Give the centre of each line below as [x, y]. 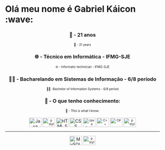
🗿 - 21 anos [82, 35]
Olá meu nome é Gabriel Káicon [70, 9]
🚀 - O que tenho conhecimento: [82, 101]
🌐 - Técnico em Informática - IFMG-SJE [82, 57]
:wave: [19, 19]
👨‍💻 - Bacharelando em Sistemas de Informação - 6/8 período [82, 79]
